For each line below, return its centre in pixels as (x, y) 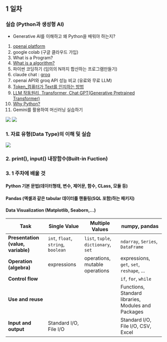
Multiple (100, 223)
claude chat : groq (31, 74)
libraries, (130, 299)
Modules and (136, 306)
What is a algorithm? (34, 63)
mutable (94, 264)
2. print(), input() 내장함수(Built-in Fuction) (57, 158)
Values (100, 229)
